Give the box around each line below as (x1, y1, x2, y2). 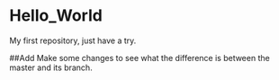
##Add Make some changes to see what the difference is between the (9, 52, 270, 63)
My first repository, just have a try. (9, 35, 137, 46)
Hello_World (9, 5, 103, 26)
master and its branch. (9, 62, 93, 73)
